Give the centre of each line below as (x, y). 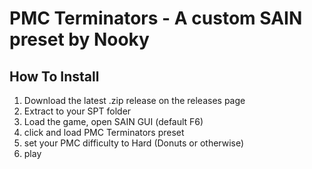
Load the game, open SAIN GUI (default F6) (113, 121)
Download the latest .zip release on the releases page (134, 100)
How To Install (54, 76)
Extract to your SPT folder (77, 111)
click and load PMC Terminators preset (104, 132)
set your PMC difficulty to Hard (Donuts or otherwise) (134, 143)
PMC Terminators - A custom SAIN (156, 18)
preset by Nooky (79, 39)
